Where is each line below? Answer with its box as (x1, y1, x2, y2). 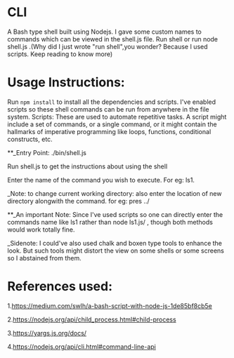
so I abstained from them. (7, 253, 82, 262)
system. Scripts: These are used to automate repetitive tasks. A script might (7, 112, 227, 121)
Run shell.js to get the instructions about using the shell (7, 162, 168, 171)
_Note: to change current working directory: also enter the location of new (7, 189, 222, 197)
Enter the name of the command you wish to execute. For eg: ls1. (7, 175, 195, 184)
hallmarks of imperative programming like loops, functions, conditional (7, 127, 212, 135)
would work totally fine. (7, 225, 75, 234)
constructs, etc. (7, 135, 53, 143)
